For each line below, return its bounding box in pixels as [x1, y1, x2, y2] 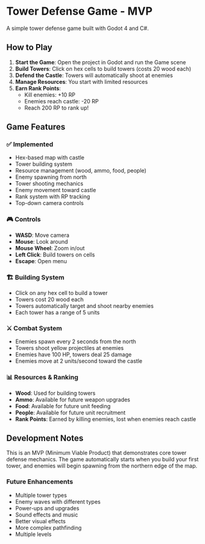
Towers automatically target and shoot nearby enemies [15, 302, 154, 310]
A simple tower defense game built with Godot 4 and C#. [6, 24, 149, 32]
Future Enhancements [6, 477, 73, 486]
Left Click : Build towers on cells [15, 251, 96, 258]
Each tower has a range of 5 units [15, 309, 100, 316]
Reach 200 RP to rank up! [24, 104, 89, 111]
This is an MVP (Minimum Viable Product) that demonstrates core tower [6, 449, 187, 456]
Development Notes [6, 433, 84, 444]
